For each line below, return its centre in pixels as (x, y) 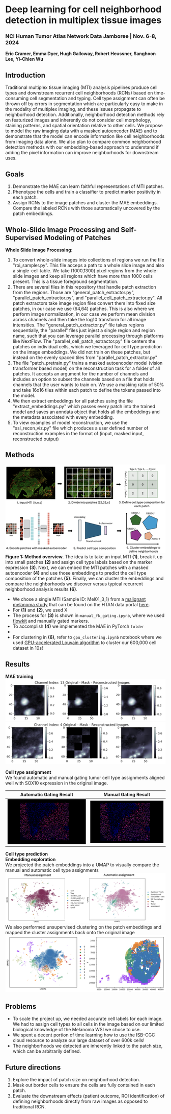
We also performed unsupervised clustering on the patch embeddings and (83, 927)
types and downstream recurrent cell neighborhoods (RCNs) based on (79, 93)
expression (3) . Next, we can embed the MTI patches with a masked (77, 567)
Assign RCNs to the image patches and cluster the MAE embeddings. (85, 203)
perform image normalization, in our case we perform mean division (84, 314)
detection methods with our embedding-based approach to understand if (82, 147)
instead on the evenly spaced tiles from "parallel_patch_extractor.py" (85, 357)
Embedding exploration (31, 859)
